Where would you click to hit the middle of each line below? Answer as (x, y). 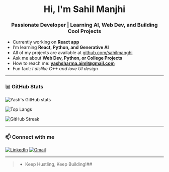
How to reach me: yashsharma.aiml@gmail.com (63, 63)
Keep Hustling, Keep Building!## (59, 164)
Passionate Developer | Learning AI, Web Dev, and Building (84, 25)
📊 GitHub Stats (24, 87)
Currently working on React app (46, 42)
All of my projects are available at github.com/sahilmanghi (72, 53)
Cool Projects (84, 31)
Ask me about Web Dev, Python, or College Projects (67, 58)
